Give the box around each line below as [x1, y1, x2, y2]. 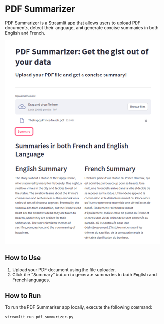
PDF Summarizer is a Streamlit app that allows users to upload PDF [5, 20, 141, 25]
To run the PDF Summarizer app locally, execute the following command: [5, 304, 152, 310]
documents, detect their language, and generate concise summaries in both [5, 25, 159, 30]
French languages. [12, 277, 50, 283]
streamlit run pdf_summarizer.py [5, 315, 74, 320]
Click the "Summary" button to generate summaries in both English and [12, 272, 157, 278]
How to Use [5, 254, 41, 262]
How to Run [5, 291, 41, 299]
